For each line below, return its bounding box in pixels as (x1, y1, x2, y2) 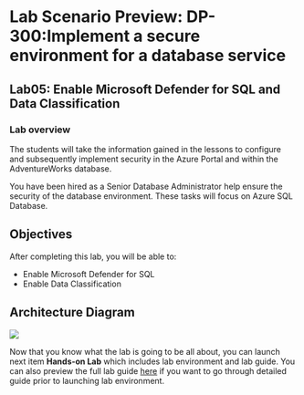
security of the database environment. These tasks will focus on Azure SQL (9, 190, 294, 202)
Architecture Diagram (9, 305, 135, 320)
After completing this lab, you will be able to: (9, 251, 177, 262)
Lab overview (9, 123, 71, 136)
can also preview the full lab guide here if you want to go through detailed (9, 365, 288, 376)
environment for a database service (9, 46, 286, 66)
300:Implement (9, 26, 131, 47)
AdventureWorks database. (9, 162, 112, 174)
